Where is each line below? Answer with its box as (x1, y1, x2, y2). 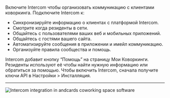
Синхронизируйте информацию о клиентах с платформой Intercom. (12, 20, 159, 25)
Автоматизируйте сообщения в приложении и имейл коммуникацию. (12, 41, 163, 47)
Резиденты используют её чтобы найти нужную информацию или (5, 62, 148, 68)
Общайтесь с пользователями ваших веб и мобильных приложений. (12, 30, 161, 36)
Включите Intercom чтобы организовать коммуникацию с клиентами (5, 5, 154, 10)
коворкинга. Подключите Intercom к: (5, 10, 84, 16)
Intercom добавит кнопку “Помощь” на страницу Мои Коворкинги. (5, 56, 149, 62)
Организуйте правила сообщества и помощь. (12, 47, 111, 52)
